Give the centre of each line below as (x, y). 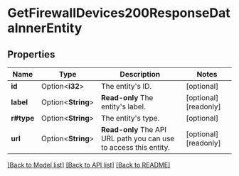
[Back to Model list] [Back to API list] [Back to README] (89, 165)
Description (140, 74)
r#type (23, 118)
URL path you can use (138, 138)
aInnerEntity (45, 28)
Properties (31, 54)
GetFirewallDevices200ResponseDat (119, 13)
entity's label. (123, 106)
